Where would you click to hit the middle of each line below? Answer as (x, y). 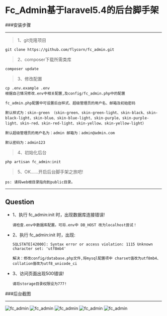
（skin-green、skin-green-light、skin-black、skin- (105, 112)
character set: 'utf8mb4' (39, 249)
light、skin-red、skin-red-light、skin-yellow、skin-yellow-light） (76, 123)
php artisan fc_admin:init (33, 162)
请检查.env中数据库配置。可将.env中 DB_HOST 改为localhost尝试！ (75, 225)
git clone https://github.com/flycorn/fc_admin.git (60, 50)
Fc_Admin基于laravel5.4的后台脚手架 (82, 10)
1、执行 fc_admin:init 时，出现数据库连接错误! (59, 214)
